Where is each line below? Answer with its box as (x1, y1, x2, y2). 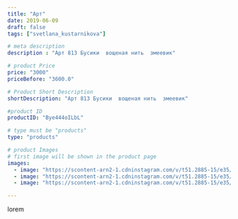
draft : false (7, 23, 46, 30)
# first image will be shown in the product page (7, 153, 157, 160)
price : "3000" (7, 69, 50, 76)
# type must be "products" (7, 127, 87, 135)
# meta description (7, 43, 65, 50)
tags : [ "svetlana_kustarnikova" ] (7, 30, 106, 38)
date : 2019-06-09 (7, 17, 59, 24)
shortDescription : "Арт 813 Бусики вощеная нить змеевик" (7, 95, 189, 102)
